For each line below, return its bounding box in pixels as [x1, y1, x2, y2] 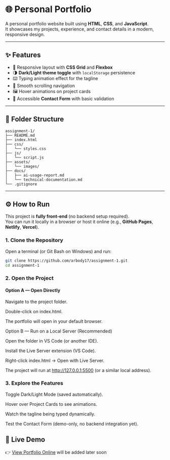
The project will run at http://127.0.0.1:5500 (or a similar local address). [5, 367, 152, 373]
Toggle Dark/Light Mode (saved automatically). [5, 391, 103, 397]
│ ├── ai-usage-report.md [5, 173, 65, 178]
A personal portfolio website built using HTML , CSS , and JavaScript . [5, 20, 149, 26]
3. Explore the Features [5, 380, 63, 387]
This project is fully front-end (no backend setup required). [5, 214, 130, 220]
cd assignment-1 [5, 263, 39, 268]
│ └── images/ [5, 163, 39, 169]
